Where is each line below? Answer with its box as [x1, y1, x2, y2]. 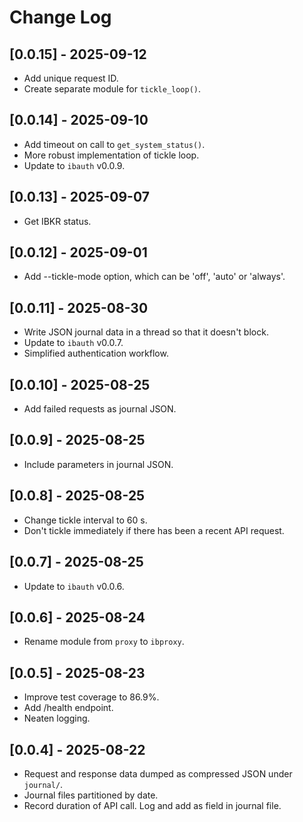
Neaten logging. [23, 712, 91, 725]
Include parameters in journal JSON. [23, 458, 174, 470]
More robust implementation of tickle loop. [23, 149, 200, 161]
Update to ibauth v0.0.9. [23, 159, 126, 171]
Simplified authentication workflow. [23, 347, 169, 360]
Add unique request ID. [23, 72, 119, 84]
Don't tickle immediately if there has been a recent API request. [23, 524, 285, 536]
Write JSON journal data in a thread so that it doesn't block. [23, 326, 269, 338]
